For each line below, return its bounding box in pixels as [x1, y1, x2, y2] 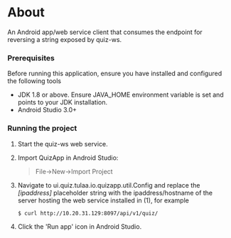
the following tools [7, 77, 62, 85]
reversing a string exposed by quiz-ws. [7, 35, 122, 43]
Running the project [7, 124, 77, 134]
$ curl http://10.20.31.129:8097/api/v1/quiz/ [17, 210, 159, 217]
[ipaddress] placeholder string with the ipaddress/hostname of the [17, 188, 213, 197]
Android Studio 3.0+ [17, 106, 77, 114]
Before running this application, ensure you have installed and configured [7, 69, 222, 78]
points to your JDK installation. [17, 98, 108, 107]
